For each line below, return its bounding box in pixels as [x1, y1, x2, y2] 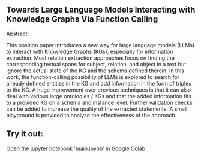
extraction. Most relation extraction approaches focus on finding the [6, 54, 175, 62]
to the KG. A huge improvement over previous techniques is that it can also [6, 86, 191, 93]
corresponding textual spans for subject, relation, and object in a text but [6, 60, 187, 68]
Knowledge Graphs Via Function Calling [6, 14, 158, 25]
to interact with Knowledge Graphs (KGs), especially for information [6, 48, 173, 55]
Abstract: [6, 30, 29, 37]
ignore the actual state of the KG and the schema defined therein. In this [6, 67, 185, 74]
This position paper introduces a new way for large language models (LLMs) [6, 41, 195, 48]
